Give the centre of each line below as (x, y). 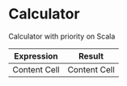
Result (91, 55)
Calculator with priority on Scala (62, 36)
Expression (36, 55)
